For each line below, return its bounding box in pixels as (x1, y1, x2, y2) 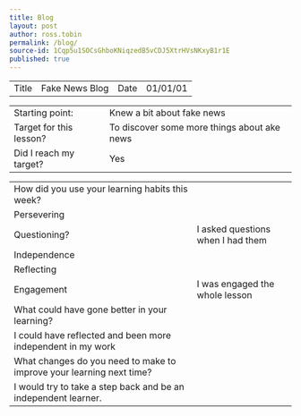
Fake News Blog (40, 82, 109, 94)
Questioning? (13, 229, 70, 241)
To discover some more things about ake (108, 122, 280, 133)
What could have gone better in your (13, 303, 168, 316)
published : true (9, 55, 70, 64)
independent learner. (13, 392, 102, 403)
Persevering (13, 208, 65, 220)
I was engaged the (196, 278, 275, 290)
